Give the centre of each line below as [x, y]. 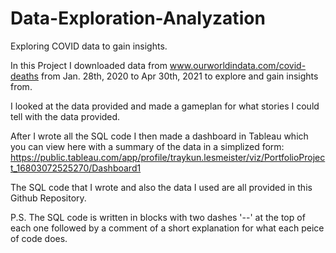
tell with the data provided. [65, 116]
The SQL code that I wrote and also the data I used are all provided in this [161, 187]
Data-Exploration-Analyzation [138, 18]
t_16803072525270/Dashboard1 [76, 168]
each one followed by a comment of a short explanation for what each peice [167, 228]
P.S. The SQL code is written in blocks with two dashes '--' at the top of [158, 217]
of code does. [39, 238]
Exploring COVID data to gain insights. [89, 46]
